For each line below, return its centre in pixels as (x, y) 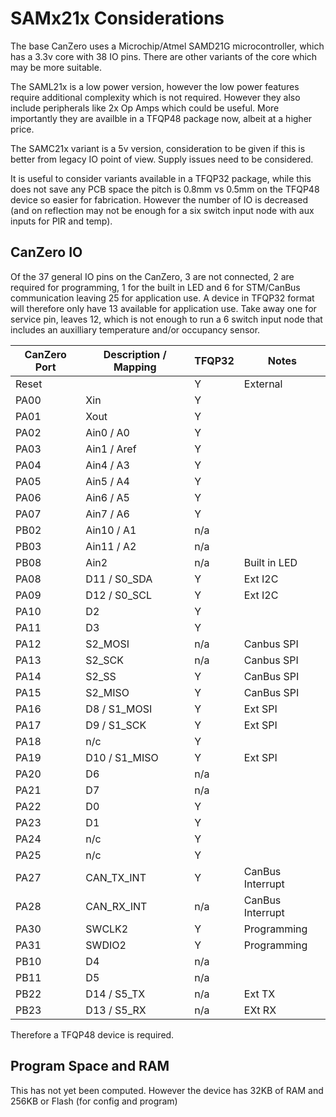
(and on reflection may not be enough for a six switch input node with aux (162, 210)
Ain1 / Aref (111, 449)
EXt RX (260, 1010)
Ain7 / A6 (107, 514)
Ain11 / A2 (111, 546)
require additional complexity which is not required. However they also (155, 97)
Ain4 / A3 (107, 465)
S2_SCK (104, 660)
